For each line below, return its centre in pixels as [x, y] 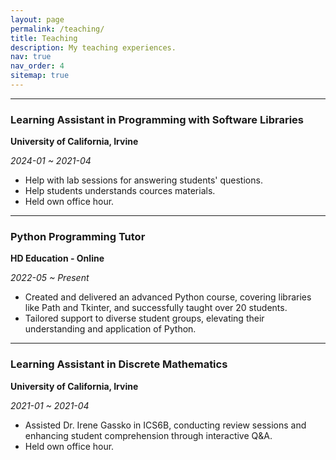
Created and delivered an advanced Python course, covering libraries [168, 297]
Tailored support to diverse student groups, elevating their [144, 318]
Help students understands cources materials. [120, 191]
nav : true [31, 57]
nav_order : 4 [37, 66]
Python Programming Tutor [78, 237]
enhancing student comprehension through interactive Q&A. [148, 435]
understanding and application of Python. [110, 329]
